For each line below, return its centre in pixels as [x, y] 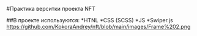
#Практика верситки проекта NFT [51, 9]
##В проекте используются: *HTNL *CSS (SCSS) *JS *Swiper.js [90, 20]
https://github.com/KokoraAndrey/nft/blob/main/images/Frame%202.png [98, 27]
